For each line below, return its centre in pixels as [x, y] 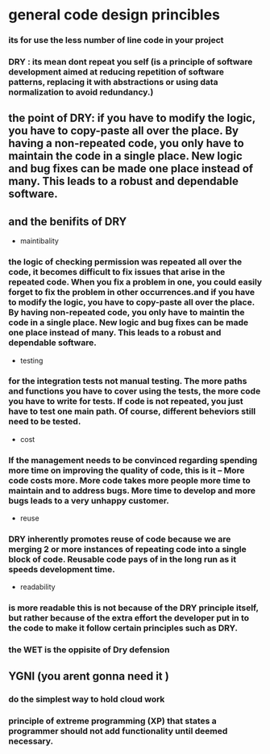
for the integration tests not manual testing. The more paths [128, 381]
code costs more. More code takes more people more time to [130, 480]
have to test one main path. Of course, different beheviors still [132, 411]
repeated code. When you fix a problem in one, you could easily [135, 282]
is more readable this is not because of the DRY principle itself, [134, 608]
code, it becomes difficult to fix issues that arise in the [117, 272]
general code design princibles [114, 15]
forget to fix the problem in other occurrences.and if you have [132, 293]
